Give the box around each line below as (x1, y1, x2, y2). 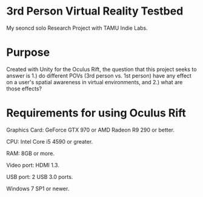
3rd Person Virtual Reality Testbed (6, 4, 184, 18)
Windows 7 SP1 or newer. (6, 185, 70, 192)
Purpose (6, 45, 50, 59)
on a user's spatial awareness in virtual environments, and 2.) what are (6, 78, 183, 85)
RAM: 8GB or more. (6, 150, 55, 157)
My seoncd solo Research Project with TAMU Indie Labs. (6, 24, 148, 32)
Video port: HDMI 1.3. (6, 161, 59, 169)
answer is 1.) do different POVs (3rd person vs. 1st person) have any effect (6, 72, 192, 79)
